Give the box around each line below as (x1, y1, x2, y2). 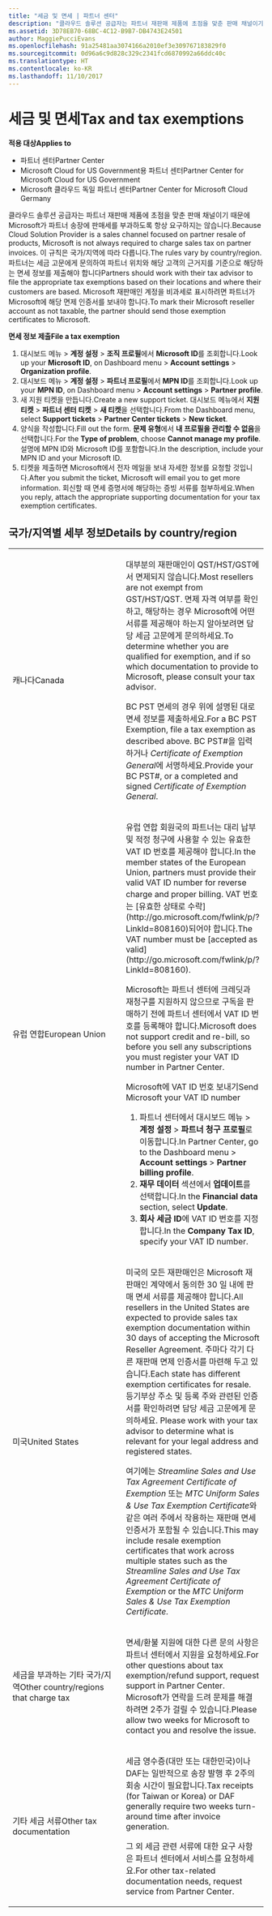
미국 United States (12, 1437, 79, 1448)
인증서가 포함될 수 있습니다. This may (125, 1524, 259, 1536)
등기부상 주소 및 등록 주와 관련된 (125, 1390, 241, 1402)
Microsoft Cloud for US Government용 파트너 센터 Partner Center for (19, 165, 244, 175)
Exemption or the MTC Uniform (125, 1586, 244, 1597)
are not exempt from (125, 582, 204, 593)
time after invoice (155, 1811, 221, 1822)
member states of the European (125, 857, 246, 868)
